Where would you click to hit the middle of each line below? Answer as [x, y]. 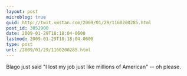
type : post [19, 45]
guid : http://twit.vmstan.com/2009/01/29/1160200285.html [79, 22]
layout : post [22, 11]
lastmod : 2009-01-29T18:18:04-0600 [50, 39]
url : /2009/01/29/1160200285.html [49, 50]
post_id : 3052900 [27, 28]
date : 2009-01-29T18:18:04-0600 [46, 34]
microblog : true [26, 17]
